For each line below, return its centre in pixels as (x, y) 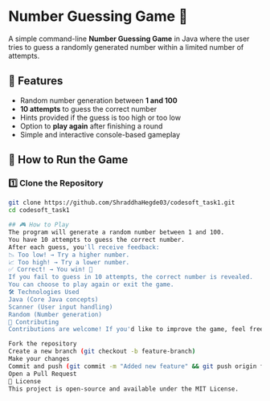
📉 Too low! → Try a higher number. (69, 255)
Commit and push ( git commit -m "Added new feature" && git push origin (133, 366)
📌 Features (36, 81)
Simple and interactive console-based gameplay (100, 134)
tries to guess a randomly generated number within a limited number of (126, 47)
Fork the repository (43, 344)
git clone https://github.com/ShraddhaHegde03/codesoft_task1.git (122, 203)
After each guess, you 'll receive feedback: (84, 247)
